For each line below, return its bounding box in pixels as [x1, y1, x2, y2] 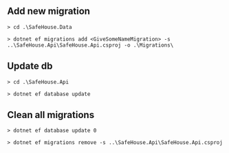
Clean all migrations [7, 109, 95, 121]
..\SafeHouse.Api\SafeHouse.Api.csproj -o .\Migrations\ [7, 41, 174, 49]
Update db [7, 60, 53, 72]
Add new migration [7, 5, 91, 17]
